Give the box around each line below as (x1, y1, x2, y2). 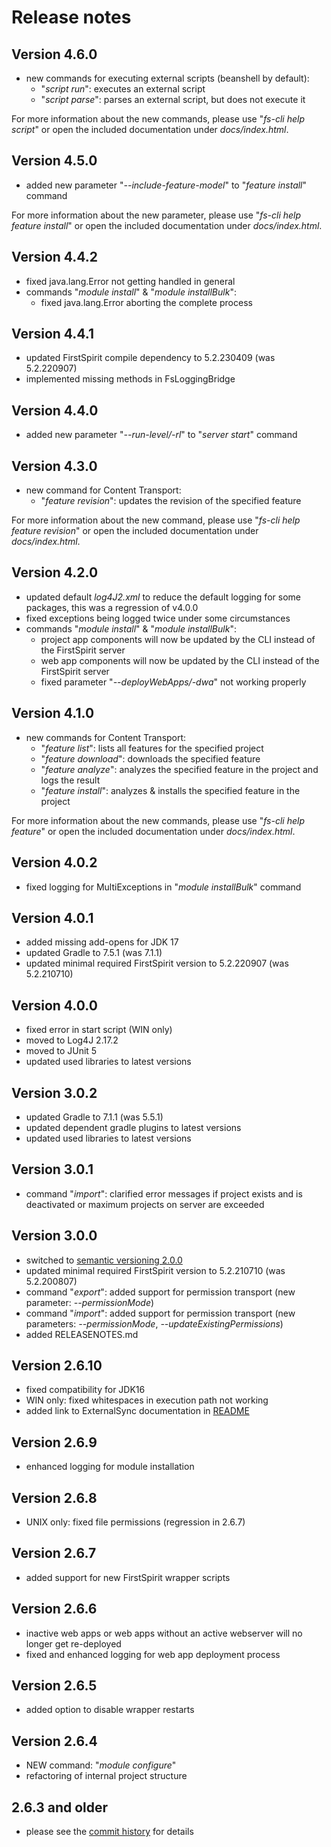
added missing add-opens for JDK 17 (25, 936, 179, 948)
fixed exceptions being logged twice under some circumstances (25, 612, 291, 624)
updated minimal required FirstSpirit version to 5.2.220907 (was (25, 957, 289, 970)
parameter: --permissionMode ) (25, 1296, 155, 1308)
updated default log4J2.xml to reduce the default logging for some (25, 591, 301, 603)
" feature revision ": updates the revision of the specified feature (40, 495, 302, 507)
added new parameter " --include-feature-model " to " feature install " (25, 179, 308, 191)
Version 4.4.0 (11, 402, 99, 419)
